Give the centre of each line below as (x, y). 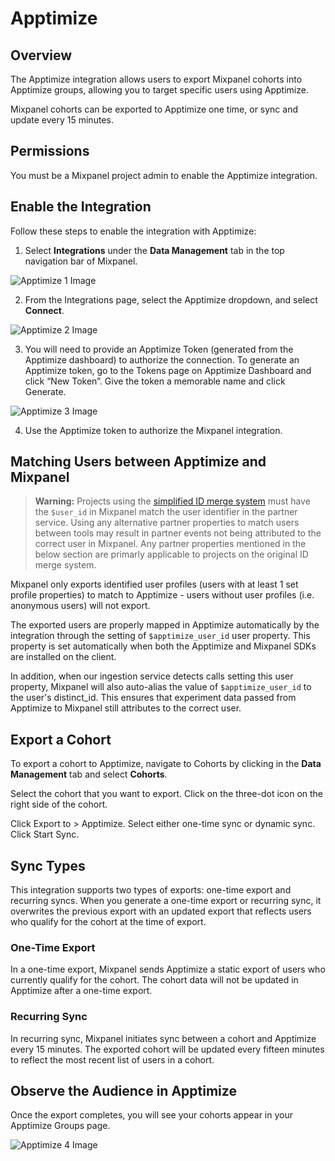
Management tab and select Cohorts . (89, 774)
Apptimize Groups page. (60, 1126)
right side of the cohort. (59, 804)
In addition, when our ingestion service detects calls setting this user (152, 676)
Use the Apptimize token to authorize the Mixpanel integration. (153, 430)
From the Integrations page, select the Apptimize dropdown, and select (171, 299)
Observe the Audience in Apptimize (123, 1091)
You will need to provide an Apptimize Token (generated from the (159, 349)
